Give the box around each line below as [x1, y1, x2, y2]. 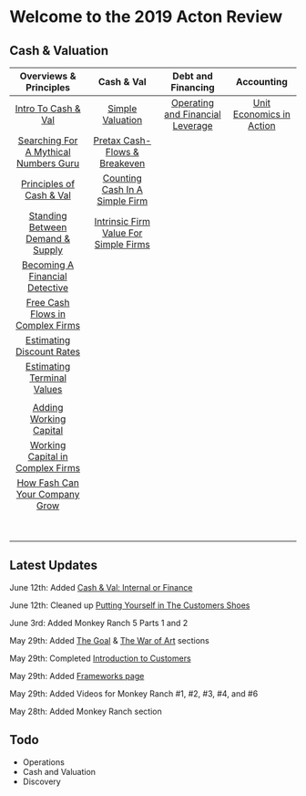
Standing [28, 210, 67, 222]
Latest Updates [9, 558, 98, 573]
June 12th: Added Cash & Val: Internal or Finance [9, 581, 193, 592]
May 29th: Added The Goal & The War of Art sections [9, 634, 209, 645]
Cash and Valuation [22, 766, 97, 777]
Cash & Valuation [9, 43, 109, 58]
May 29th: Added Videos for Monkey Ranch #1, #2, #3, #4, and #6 [9, 687, 259, 699]
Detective [26, 281, 69, 294]
